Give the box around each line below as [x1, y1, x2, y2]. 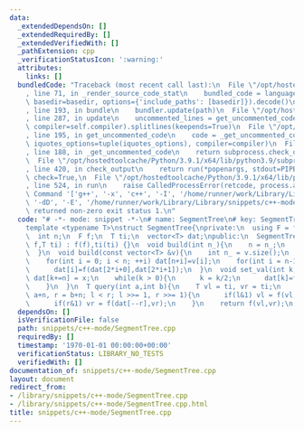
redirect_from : [9, 383, 67, 392]
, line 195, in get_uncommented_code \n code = [25, 131, 217, 140]
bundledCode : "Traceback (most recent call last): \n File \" [17, 80, 257, 89]
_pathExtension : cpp [17, 47, 95, 56]
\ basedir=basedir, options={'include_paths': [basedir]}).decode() [25, 97, 290, 107]
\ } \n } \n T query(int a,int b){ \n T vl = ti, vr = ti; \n [25, 282, 281, 291]
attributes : [17, 64, 63, 73]
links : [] [25, 72, 63, 81]
